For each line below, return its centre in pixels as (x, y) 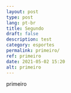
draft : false (22, 34)
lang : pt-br (21, 23)
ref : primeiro (24, 56)
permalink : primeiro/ (33, 51)
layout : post (22, 12)
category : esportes (30, 45)
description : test (29, 39)
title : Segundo (25, 28)
